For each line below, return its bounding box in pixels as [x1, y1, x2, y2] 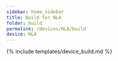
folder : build [6, 20, 43, 26]
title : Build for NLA [6, 14, 62, 21]
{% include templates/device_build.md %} [6, 48, 112, 55]
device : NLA [6, 31, 37, 37]
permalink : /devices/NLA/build [6, 25, 86, 32]
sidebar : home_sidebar [6, 8, 64, 15]
